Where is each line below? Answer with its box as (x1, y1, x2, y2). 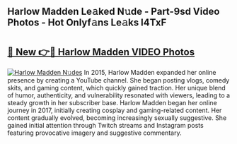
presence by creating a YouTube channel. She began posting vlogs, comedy (7, 76, 230, 84)
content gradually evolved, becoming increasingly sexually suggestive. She (7, 114, 227, 122)
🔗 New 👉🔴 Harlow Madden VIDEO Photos (7, 46, 195, 58)
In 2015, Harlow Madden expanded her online (83, 68, 216, 76)
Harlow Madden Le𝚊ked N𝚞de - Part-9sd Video (7, 6, 220, 18)
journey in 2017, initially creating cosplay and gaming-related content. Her (7, 106, 222, 114)
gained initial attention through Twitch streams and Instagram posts (7, 121, 204, 129)
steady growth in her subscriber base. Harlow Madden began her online (7, 99, 217, 107)
